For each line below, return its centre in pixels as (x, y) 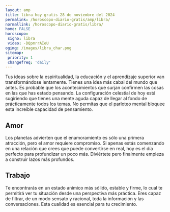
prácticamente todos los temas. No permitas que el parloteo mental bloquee (85, 104)
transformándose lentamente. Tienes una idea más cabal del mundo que (81, 82)
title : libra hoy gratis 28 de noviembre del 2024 (60, 15)
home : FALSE (18, 29)
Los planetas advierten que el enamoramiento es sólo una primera (75, 138)
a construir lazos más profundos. (40, 159)
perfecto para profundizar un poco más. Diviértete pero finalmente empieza (85, 154)
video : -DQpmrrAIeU (28, 43)
